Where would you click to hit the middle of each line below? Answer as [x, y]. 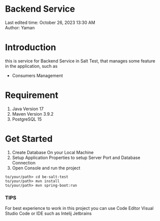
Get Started [29, 139]
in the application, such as [31, 66]
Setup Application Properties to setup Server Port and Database [76, 158]
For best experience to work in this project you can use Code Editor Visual [80, 208]
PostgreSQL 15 [27, 119]
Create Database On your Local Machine [53, 152]
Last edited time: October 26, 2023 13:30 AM [50, 22]
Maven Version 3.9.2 [33, 114]
